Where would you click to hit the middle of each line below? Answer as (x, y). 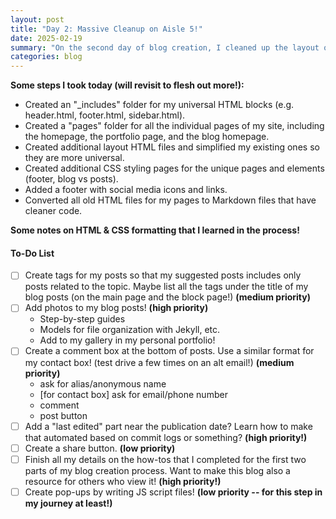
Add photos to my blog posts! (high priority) (116, 308)
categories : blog (46, 57)
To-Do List (32, 253)
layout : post (37, 19)
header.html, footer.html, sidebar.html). (105, 115)
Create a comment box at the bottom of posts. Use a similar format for (169, 351)
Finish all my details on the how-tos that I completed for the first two (165, 459)
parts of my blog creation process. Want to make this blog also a (157, 470)
